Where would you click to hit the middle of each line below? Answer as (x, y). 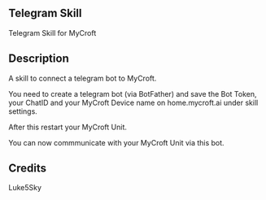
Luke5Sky (25, 188)
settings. (23, 111)
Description (39, 59)
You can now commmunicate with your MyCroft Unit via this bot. (117, 142)
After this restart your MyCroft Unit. (68, 127)
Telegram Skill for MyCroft (52, 33)
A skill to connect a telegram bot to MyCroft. (83, 78)
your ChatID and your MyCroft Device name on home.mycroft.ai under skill (133, 102)
